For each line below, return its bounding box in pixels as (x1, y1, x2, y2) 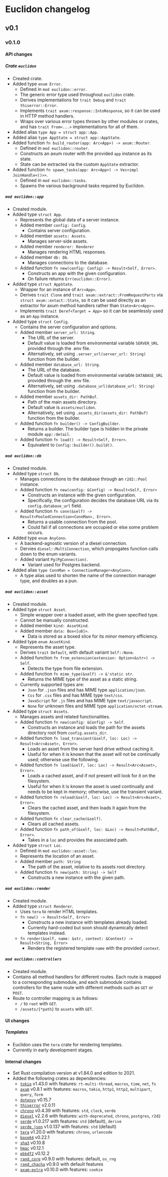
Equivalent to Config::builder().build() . (27, 442, 114, 448)
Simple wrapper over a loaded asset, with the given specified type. (20, 611, 159, 618)
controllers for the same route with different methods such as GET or (12, 984, 153, 990)
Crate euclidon (5, 63, 37, 69)
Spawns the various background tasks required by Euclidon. (20, 183, 145, 189)
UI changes (5, 1018, 30, 1024)
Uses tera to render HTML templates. (20, 908, 98, 914)
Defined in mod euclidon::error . (20, 86, 87, 92)
